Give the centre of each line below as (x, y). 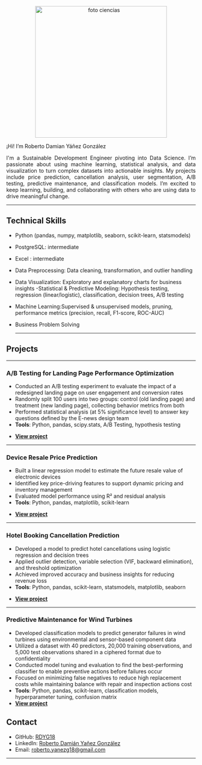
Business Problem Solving (47, 324)
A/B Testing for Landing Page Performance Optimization (90, 373)
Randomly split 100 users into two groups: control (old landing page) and (105, 399)
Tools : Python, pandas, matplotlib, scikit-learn (72, 503)
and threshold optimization (48, 568)
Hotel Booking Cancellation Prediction (63, 536)
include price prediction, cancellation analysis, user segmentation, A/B (101, 177)
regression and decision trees (52, 555)
